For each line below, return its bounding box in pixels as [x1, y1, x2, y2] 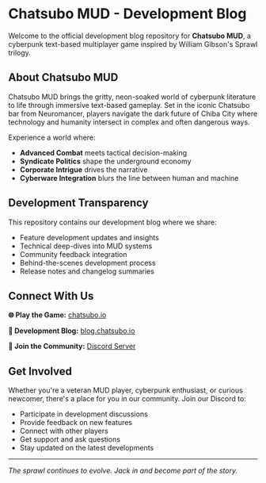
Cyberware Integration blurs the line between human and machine [19, 173, 239, 182]
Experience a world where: [8, 132, 97, 142]
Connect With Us [8, 289, 94, 302]
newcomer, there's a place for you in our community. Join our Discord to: [8, 394, 247, 404]
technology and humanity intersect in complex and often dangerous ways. [8, 117, 251, 127]
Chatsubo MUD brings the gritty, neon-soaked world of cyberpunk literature [8, 92, 256, 102]
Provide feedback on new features [19, 418, 133, 427]
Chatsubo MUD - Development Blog [8, 5, 247, 23]
